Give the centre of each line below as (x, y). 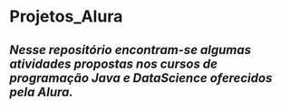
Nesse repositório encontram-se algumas (131, 50)
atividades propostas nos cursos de (113, 63)
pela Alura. (42, 92)
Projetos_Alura (66, 17)
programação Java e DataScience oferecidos (141, 78)
